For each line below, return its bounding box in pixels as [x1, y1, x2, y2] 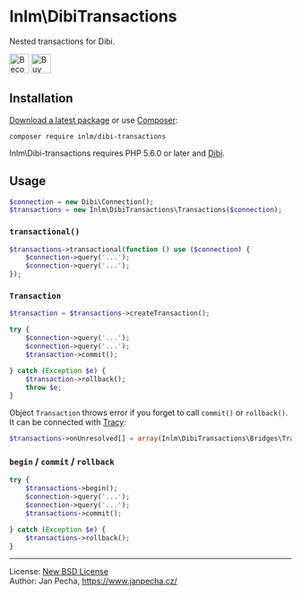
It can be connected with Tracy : [9, 417, 127, 428]
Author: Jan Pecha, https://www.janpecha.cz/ [9, 575, 177, 587]
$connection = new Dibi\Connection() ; [9, 197, 154, 207]
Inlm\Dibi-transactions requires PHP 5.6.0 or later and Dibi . [9, 148, 226, 158]
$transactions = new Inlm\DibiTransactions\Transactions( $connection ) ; [9, 206, 282, 215]
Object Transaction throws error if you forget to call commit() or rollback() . [9, 407, 288, 418]
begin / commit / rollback [9, 455, 115, 468]
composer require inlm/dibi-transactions [9, 132, 167, 140]
